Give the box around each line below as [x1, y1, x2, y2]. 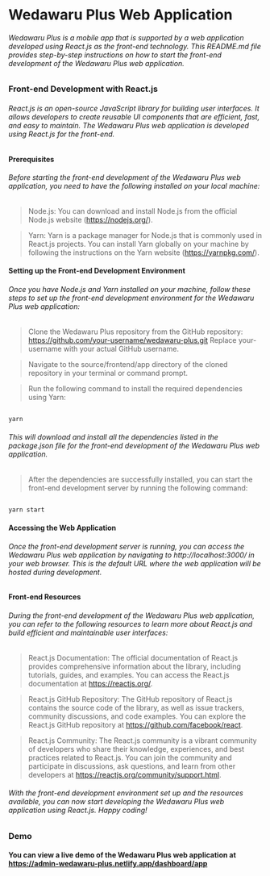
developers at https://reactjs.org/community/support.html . [27, 770, 222, 779]
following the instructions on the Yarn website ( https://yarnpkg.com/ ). [27, 248, 260, 257]
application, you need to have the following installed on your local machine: [8, 181, 260, 191]
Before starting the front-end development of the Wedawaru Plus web [8, 173, 241, 182]
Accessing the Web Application [8, 523, 117, 533]
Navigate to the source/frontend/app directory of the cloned [27, 359, 228, 369]
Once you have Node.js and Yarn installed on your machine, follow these [8, 284, 251, 294]
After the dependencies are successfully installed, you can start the [27, 474, 253, 484]
